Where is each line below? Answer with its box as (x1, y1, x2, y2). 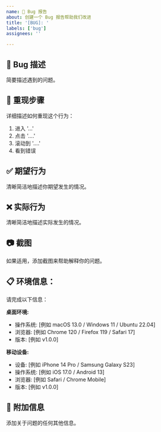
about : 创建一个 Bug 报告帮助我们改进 (6, 14, 91, 20)
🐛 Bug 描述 (6, 59, 46, 69)
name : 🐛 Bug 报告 (6, 8, 48, 15)
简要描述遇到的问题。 (6, 76, 58, 83)
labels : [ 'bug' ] (6, 25, 46, 31)
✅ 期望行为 (6, 166, 46, 176)
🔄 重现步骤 (6, 96, 45, 106)
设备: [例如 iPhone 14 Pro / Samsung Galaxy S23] (14, 361, 135, 368)
